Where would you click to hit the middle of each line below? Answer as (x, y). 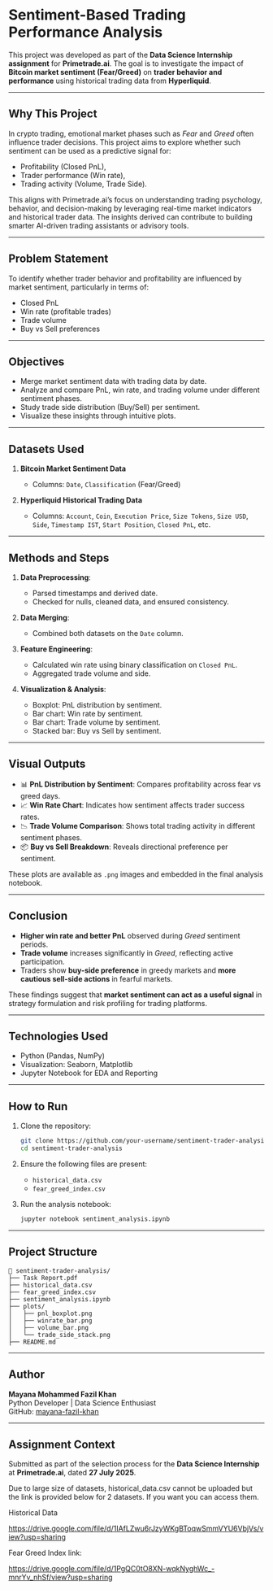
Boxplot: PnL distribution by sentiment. (97, 705)
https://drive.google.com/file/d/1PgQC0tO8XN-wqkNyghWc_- (112, 1569)
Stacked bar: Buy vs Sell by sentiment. (97, 731)
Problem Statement (58, 259)
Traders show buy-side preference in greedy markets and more (128, 970)
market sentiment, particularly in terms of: (78, 287)
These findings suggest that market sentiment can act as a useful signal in (135, 995)
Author (26, 1375)
